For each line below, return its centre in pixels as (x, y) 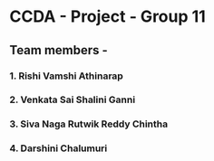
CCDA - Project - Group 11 (107, 17)
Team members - (59, 50)
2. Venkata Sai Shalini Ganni (73, 99)
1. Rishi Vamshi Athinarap (67, 76)
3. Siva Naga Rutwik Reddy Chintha (89, 124)
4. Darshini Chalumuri (58, 148)
